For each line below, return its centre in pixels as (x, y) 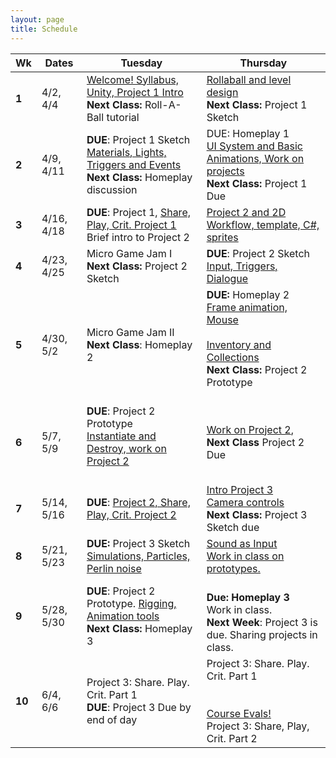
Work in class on (245, 556)
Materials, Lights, (126, 152)
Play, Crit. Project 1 (131, 224)
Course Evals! (239, 713)
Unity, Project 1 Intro (135, 92)
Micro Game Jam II (130, 332)
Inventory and (239, 344)
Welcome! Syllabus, (133, 79)
